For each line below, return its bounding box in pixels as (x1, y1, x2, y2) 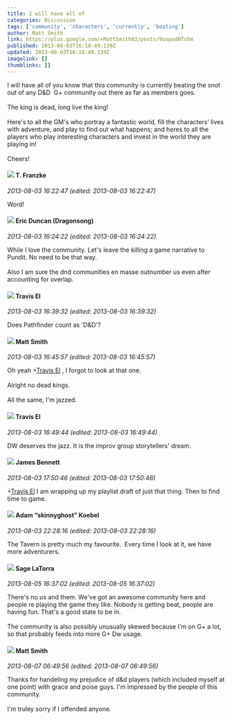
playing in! (7, 139, 37, 148)
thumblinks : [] (7, 62, 51, 69)
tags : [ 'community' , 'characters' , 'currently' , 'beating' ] (7, 23, 185, 30)
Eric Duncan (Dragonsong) (15, 216, 94, 225)
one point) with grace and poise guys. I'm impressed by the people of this (7, 683, 218, 691)
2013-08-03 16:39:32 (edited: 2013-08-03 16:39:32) (7, 307, 157, 316)
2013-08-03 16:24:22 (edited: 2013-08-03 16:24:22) (7, 232, 157, 241)
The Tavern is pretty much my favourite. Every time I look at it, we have (7, 540, 212, 549)
